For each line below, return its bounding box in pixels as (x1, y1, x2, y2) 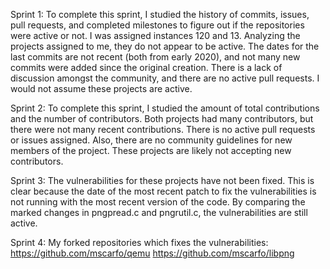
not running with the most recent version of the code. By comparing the (10, 196, 306, 208)
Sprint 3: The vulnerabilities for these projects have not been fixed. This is (10, 175, 315, 186)
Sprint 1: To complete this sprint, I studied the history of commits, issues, (10, 9, 310, 20)
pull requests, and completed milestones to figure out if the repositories (10, 19, 305, 31)
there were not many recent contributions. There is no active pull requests (10, 124, 316, 135)
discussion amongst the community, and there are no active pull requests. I (10, 72, 320, 84)
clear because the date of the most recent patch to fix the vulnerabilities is (10, 185, 317, 197)
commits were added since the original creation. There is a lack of (10, 62, 283, 73)
